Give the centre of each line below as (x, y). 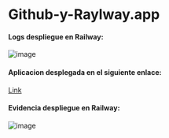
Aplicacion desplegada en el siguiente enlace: (85, 72)
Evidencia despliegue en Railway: (64, 108)
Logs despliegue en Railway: (56, 36)
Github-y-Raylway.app (84, 15)
